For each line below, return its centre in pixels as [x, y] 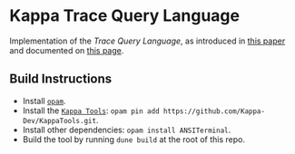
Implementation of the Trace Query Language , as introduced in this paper [147, 41]
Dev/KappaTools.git [59, 120]
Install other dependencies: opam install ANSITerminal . [127, 130]
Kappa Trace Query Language [125, 16]
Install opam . [44, 101]
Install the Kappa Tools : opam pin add [91, 111]
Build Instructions [61, 79]
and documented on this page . [67, 50]
